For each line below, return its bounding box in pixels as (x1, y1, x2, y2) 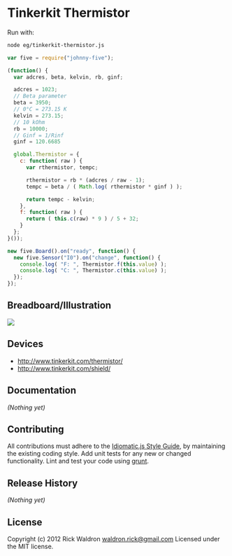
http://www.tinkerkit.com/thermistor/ (17, 356, 124, 365)
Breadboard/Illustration (7, 299, 112, 311)
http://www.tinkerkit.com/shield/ (17, 364, 111, 372)
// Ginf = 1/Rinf (13, 132, 64, 139)
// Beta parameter (13, 93, 68, 100)
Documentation (7, 384, 77, 397)
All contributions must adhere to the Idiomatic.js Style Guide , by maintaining (7, 442, 226, 450)
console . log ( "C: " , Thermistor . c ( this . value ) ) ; (20, 267, 168, 274)
